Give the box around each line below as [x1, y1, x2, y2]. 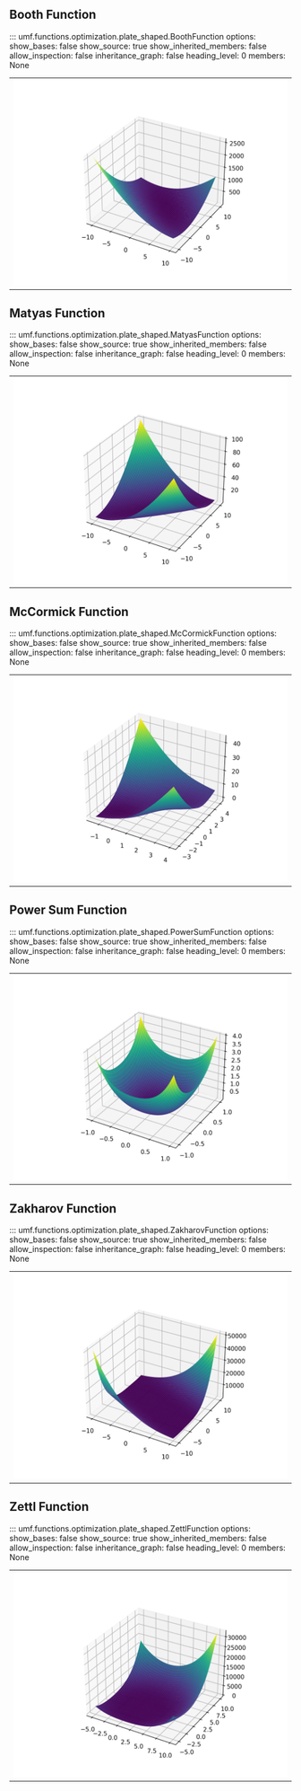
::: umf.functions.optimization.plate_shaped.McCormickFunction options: [9, 628, 278, 639]
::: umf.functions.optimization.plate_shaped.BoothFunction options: [9, 31, 257, 41]
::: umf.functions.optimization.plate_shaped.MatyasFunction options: [9, 330, 262, 340]
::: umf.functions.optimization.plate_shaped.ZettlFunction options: [9, 1522, 251, 1534]
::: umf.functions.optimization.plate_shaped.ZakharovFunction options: [9, 1225, 269, 1236]
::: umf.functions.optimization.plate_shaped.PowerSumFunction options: [9, 926, 275, 937]
